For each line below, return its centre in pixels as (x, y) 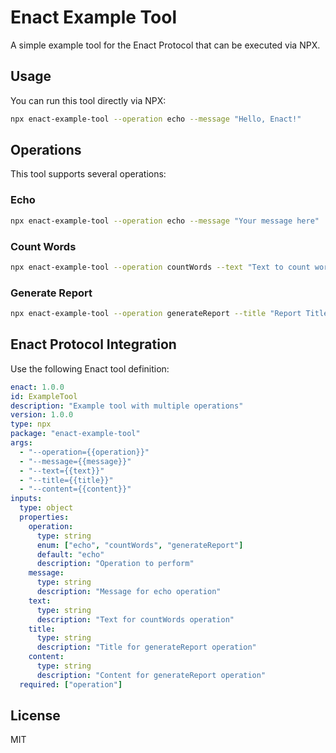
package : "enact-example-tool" (75, 434)
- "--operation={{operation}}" (84, 452)
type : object (46, 508)
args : (21, 443)
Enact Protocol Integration (93, 344)
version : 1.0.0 (42, 415)
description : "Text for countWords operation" (135, 619)
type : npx (31, 424)
